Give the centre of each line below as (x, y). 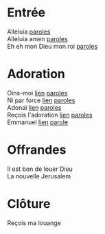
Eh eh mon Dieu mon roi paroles (52, 46)
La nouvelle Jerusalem (39, 176)
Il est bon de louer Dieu (40, 169)
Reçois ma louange (34, 223)
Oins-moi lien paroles (37, 93)
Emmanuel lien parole (38, 122)
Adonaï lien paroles (34, 107)
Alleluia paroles (29, 32)
